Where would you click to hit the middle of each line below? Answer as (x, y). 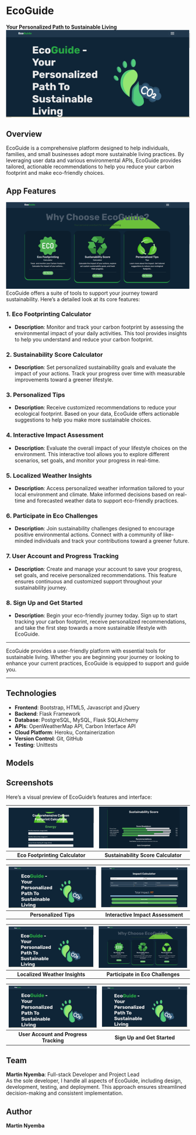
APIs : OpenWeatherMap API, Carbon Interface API (75, 726)
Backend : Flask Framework (47, 713)
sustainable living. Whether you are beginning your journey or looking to (93, 657)
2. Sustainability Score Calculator (55, 354)
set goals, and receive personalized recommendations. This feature (95, 575)
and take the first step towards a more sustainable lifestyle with (91, 627)
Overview (24, 134)
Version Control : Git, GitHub (49, 739)
